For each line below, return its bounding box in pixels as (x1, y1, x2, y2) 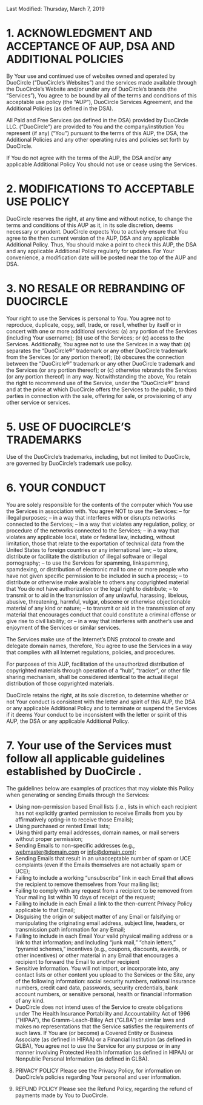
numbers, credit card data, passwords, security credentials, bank (15, 984, 178, 991)
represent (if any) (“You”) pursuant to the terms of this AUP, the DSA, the (6, 129, 188, 136)
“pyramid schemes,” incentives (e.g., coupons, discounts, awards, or (15, 945, 187, 952)
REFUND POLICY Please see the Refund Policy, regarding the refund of (15, 1085, 193, 1092)
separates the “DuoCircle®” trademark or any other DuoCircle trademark (6, 347, 187, 354)
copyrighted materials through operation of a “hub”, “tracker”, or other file (6, 666, 190, 674)
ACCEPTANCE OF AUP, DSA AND (6, 40, 175, 54)
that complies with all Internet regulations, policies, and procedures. (6, 648, 176, 656)
